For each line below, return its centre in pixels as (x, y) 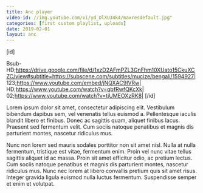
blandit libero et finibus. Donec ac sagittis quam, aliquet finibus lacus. (93, 120)
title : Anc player (29, 12)
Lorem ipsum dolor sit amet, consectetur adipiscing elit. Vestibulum (91, 107)
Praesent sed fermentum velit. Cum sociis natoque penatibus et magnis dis (100, 127)
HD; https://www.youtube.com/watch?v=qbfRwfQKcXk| (75, 89)
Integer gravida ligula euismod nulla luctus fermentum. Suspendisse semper (101, 177)
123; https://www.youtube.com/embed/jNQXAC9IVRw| (74, 83)
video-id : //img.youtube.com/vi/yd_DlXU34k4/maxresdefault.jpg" (89, 18)
